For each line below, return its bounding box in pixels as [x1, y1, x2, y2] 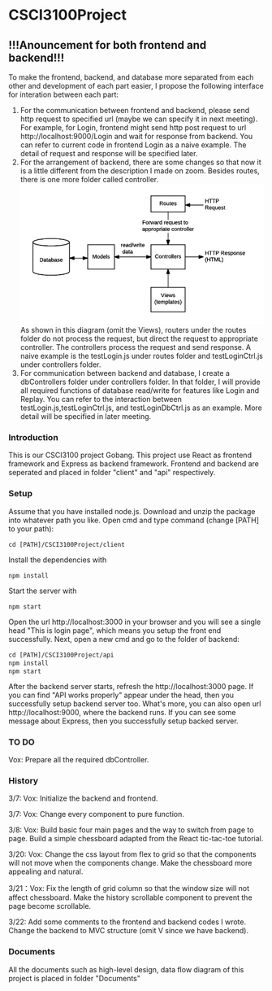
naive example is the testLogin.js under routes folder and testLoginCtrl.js [19, 351, 264, 361]
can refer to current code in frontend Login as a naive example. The [19, 140, 247, 150]
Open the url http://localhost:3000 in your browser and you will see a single [8, 617, 261, 626]
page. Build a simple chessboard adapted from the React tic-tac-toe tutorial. [8, 834, 264, 844]
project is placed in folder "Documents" [8, 973, 140, 983]
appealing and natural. [8, 867, 84, 876]
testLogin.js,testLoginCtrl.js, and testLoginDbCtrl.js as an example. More [19, 403, 262, 413]
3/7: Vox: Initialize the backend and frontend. [8, 793, 158, 803]
